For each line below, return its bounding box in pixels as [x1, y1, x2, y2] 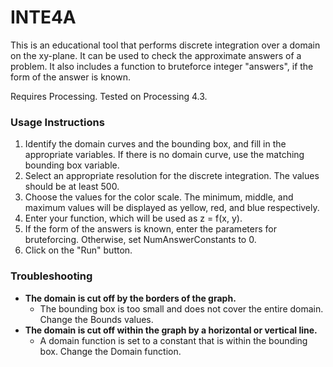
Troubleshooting [10, 269, 93, 283]
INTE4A [10, 6, 77, 29]
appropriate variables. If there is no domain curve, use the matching [24, 149, 305, 161]
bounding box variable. [24, 159, 120, 171]
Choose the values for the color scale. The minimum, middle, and [24, 191, 294, 203]
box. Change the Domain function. [39, 345, 182, 357]
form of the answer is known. [10, 71, 132, 83]
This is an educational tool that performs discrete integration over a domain [10, 39, 321, 51]
